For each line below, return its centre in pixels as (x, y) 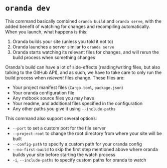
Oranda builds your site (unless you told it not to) (63, 41)
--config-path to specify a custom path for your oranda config (77, 144)
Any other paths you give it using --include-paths (64, 108)
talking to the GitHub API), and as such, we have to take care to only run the (83, 72)
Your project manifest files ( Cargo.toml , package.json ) (68, 87)
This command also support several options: (51, 118)
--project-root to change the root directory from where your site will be (87, 133)
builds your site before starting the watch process (64, 154)
